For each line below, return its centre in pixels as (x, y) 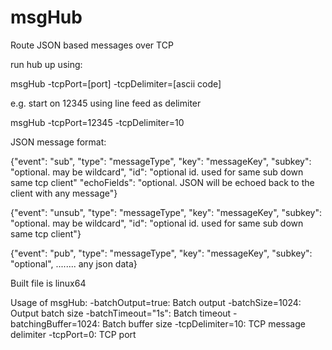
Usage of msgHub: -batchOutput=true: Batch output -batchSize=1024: (156, 302)
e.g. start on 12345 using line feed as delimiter (106, 103)
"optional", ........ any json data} (74, 263)
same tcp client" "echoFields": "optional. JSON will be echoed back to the (162, 182)
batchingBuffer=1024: (55, 323)
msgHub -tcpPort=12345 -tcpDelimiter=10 (97, 122)
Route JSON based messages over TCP (92, 45)
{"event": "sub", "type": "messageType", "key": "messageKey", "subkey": (161, 161)
